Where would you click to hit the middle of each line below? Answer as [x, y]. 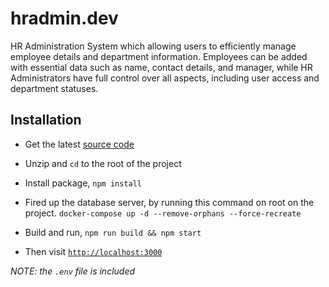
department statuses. [54, 88]
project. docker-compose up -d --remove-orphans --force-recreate [163, 213]
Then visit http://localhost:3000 [93, 251]
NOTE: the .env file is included [73, 271]
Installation [46, 120]
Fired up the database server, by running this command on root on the [169, 202]
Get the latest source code [79, 144]
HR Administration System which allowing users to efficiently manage [153, 46]
